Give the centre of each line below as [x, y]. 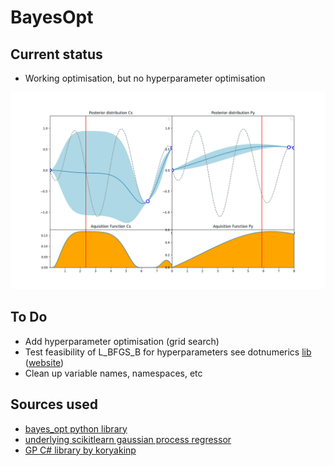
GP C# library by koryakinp [80, 450]
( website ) [44, 362]
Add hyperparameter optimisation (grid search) [122, 341]
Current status [56, 54]
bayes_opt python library [76, 428]
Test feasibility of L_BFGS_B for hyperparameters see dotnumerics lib [168, 352]
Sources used [54, 404]
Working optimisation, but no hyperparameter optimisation [145, 78]
